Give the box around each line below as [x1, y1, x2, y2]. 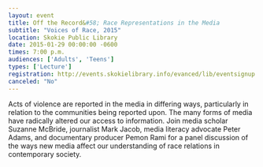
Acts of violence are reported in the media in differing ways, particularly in [8, 99, 250, 109]
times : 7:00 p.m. [8, 48, 65, 56]
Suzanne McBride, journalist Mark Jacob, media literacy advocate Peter [8, 124, 241, 134]
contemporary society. [8, 149, 82, 158]
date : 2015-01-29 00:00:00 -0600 [8, 41, 118, 49]
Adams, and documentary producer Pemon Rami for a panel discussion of [8, 132, 249, 142]
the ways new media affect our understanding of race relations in [8, 141, 220, 150]
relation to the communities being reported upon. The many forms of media [8, 107, 253, 117]
